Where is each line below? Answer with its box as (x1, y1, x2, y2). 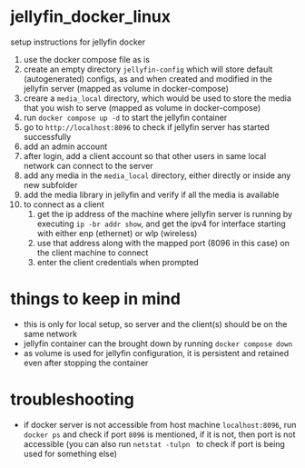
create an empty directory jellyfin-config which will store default (23, 64, 273, 75)
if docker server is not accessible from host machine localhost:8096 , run (23, 419, 297, 430)
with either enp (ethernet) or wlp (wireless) (36, 227, 198, 238)
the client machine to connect (36, 247, 149, 258)
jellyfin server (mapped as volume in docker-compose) (23, 83, 230, 94)
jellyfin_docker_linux (10, 6, 172, 27)
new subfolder (23, 179, 78, 190)
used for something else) (23, 448, 117, 459)
